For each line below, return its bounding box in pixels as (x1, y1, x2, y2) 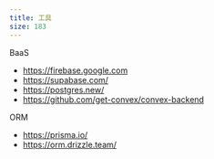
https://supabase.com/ (22, 74, 109, 85)
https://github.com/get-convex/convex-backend (22, 93, 205, 105)
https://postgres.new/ (22, 84, 105, 95)
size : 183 (9, 22, 47, 31)
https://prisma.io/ (22, 129, 88, 140)
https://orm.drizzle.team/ (22, 139, 117, 150)
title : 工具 (9, 13, 52, 23)
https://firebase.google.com (22, 65, 128, 76)
